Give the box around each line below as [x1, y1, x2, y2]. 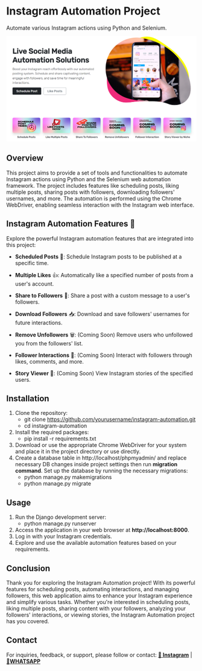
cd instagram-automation [24, 422, 87, 429]
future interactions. [14, 319, 63, 326]
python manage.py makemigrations [24, 474, 112, 481]
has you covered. [6, 618, 49, 625]
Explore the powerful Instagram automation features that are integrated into [6, 234, 194, 242]
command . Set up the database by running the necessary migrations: [14, 467, 188, 475]
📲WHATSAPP [6, 657, 41, 665]
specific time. [14, 259, 49, 266]
